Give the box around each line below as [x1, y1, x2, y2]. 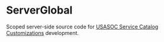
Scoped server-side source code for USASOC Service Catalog [6, 23, 159, 30]
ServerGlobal [6, 4, 73, 17]
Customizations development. [6, 29, 79, 36]
